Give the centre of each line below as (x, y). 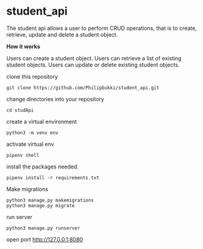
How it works (23, 46)
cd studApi (20, 110)
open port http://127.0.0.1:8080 (45, 239)
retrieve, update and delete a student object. (62, 34)
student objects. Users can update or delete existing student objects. (93, 65)
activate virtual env (30, 144)
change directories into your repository (55, 99)
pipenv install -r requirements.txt (53, 178)
